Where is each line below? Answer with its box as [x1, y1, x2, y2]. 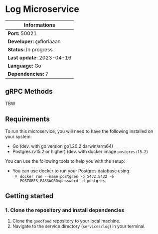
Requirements [5, 115, 50, 123]
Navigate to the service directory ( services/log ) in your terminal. [12, 223, 146, 230]
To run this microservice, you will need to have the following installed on [5, 128, 154, 134]
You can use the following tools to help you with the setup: [5, 158, 126, 164]
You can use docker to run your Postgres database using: [12, 168, 131, 174]
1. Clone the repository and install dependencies [5, 207, 125, 214]
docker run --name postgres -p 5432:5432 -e [19, 174, 114, 179]
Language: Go [7, 62, 41, 69]
